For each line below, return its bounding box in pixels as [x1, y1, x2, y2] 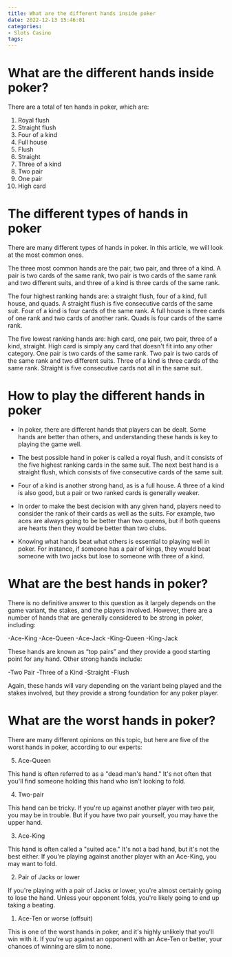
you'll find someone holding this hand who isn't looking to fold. [8, 777, 186, 785]
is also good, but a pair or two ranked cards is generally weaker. [17, 488, 200, 496]
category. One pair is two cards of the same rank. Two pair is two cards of [8, 349, 219, 357]
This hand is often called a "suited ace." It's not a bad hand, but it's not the [8, 845, 220, 853]
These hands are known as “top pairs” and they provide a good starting [8, 647, 211, 655]
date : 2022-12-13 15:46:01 [8, 17, 85, 23]
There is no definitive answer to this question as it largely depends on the [8, 598, 216, 607]
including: [8, 620, 36, 629]
